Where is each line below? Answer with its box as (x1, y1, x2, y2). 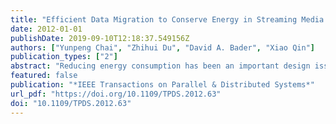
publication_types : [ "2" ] (10, 52, 118, 62)
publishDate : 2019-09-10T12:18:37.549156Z (10, 33, 190, 43)
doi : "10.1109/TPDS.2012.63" (10, 98, 132, 108)
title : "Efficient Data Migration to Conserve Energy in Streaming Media (10, 14, 325, 25)
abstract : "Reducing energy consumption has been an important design (10, 61, 311, 71)
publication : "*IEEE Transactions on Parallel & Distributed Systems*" (10, 80, 315, 90)
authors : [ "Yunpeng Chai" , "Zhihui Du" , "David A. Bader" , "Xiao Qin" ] (10, 42, 315, 53)
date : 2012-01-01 (10, 24, 83, 34)
